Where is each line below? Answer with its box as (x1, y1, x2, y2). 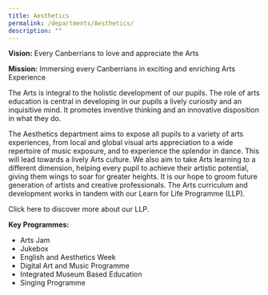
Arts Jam (19, 236, 50, 245)
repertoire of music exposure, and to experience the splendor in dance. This (8, 146, 260, 156)
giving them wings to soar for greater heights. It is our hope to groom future (8, 172, 258, 181)
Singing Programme (19, 278, 86, 288)
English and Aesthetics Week (19, 253, 116, 262)
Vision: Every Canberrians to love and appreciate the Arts (8, 49, 199, 59)
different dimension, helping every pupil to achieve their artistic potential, (8, 164, 250, 173)
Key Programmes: (8, 220, 70, 229)
